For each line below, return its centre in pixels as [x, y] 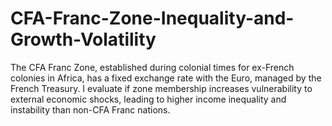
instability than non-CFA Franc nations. [90, 109]
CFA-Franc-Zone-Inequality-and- [152, 18]
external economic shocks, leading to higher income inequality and [148, 99]
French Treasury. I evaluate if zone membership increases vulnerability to [161, 88]
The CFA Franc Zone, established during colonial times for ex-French [152, 67]
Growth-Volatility [83, 39]
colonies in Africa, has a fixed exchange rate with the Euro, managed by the [166, 78]
